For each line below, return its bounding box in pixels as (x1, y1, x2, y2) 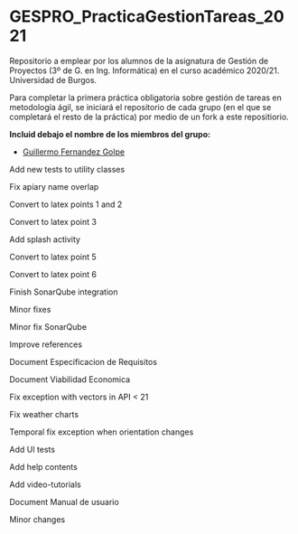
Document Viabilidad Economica (9, 373, 131, 385)
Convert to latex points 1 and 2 (9, 199, 123, 210)
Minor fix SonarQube (9, 321, 88, 332)
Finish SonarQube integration (9, 286, 118, 297)
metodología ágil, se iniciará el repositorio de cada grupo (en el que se (9, 101, 272, 112)
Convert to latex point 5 (9, 251, 97, 262)
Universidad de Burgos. (9, 74, 98, 85)
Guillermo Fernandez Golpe (22, 146, 125, 157)
